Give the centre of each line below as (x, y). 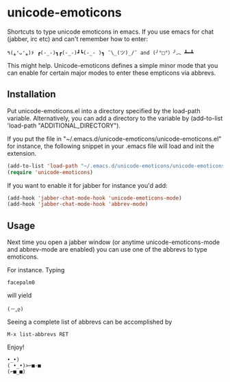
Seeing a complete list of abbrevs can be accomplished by (90, 322)
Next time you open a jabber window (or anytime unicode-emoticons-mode (114, 242)
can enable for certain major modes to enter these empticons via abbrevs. (112, 73)
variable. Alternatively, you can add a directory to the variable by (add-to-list (115, 118)
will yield (20, 296)
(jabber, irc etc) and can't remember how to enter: (78, 38)
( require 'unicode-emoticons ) (50, 172)
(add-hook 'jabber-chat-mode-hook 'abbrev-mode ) (78, 204)
